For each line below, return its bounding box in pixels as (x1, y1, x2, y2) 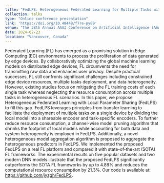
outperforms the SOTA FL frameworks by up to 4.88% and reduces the (5, 162, 148, 167)
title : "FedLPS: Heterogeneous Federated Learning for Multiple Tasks (5, 7, 152, 12)
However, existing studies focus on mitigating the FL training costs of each (5, 84, 155, 90)
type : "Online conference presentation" (5, 16, 89, 21)
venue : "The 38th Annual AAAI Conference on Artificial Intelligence (5, 25, 150, 30)
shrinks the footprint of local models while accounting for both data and (5, 125, 149, 131)
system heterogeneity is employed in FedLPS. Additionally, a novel (5, 130, 139, 137)
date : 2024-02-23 (5, 30, 41, 35)
